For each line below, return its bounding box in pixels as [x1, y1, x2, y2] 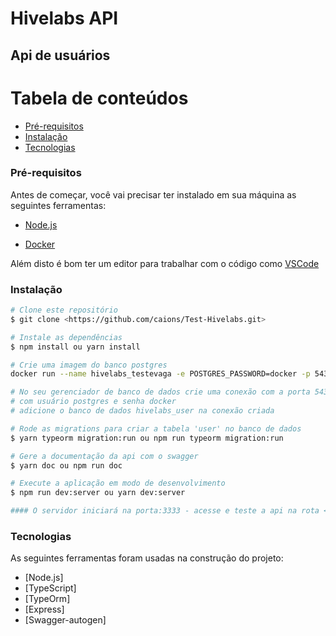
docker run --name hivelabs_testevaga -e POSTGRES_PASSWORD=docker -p [10, 369, 311, 379]
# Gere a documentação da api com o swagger [10, 451, 199, 461]
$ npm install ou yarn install [10, 342, 141, 352]
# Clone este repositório [10, 305, 118, 316]
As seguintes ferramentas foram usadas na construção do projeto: [10, 552, 284, 564]
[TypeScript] [24, 582, 77, 594]
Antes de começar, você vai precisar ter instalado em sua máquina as [10, 188, 297, 201]
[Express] [24, 603, 65, 616]
